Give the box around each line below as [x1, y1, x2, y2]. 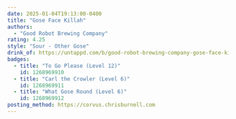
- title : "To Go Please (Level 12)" [13, 62, 121, 69]
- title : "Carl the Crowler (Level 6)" [13, 75, 131, 83]
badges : [7, 56, 30, 63]
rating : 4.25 [7, 36, 46, 43]
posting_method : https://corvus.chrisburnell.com [7, 101, 156, 108]
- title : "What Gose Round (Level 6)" [13, 88, 128, 95]
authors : [7, 23, 33, 30]
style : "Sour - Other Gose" [7, 43, 90, 50]
